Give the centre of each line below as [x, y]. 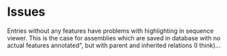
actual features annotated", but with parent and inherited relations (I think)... [114, 45]
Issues [26, 12]
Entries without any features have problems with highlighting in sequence [110, 31]
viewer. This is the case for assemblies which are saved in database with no [114, 38]
